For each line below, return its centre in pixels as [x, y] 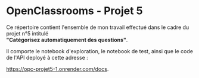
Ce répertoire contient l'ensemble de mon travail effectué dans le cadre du [98, 27]
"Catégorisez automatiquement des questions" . [67, 40]
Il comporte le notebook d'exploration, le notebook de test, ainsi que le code [100, 51]
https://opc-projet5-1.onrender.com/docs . [57, 69]
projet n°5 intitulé [27, 33]
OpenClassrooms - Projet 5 [74, 11]
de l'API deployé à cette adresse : [47, 57]
